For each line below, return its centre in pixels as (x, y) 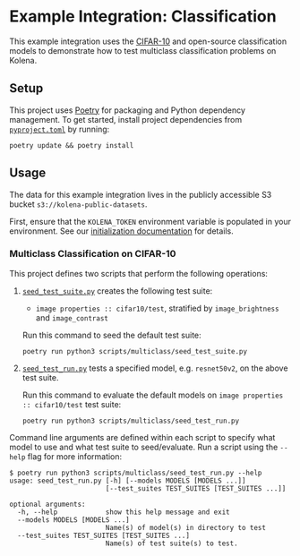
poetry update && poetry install (72, 145)
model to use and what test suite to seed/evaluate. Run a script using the (144, 447)
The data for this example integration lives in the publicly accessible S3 (141, 194)
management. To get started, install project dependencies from (126, 119)
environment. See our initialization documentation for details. (122, 231)
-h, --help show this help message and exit (124, 512)
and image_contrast (72, 317)
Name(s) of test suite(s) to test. (172, 543)
